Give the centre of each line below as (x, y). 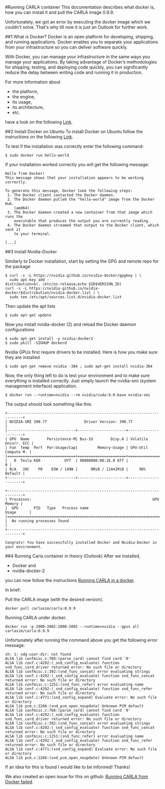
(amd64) (22, 208)
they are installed (23, 357)
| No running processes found (37, 521)
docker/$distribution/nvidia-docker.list (48, 293)
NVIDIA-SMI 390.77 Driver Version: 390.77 (71, 422)
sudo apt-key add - (29, 280)
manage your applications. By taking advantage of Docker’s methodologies (81, 62)
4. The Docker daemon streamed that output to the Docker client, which (83, 225)
